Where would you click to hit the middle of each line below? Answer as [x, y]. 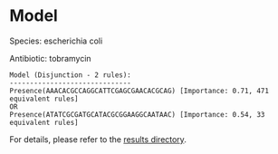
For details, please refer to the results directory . [98, 139]
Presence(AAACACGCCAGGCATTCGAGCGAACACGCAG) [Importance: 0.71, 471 [139, 91]
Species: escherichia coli [56, 41]
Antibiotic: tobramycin [51, 58]
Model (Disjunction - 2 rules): [70, 75]
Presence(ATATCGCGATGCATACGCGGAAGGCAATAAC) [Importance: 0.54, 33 [137, 114]
